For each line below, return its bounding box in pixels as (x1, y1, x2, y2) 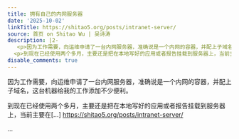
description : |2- (7, 37, 59, 44)
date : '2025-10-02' (7, 17, 65, 24)
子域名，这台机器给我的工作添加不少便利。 (7, 86, 132, 95)
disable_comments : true (7, 57, 78, 64)
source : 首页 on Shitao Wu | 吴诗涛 (7, 30, 111, 38)
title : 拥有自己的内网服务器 (7, 10, 83, 18)
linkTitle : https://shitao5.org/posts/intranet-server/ (7, 24, 176, 31)
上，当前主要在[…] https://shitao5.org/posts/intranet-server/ (7, 110, 184, 118)
